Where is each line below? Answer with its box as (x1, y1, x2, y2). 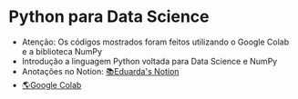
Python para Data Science (8, 6, 210, 27)
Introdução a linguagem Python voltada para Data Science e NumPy (21, 55, 278, 66)
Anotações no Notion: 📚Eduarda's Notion (21, 65, 180, 76)
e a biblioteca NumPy (21, 45, 102, 56)
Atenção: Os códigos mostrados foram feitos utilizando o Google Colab (21, 36, 290, 47)
